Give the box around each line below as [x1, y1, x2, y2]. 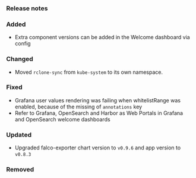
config [14, 40, 31, 47]
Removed [6, 165, 34, 174]
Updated [6, 130, 31, 139]
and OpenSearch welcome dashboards [14, 115, 111, 123]
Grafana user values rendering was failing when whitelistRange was [14, 96, 181, 104]
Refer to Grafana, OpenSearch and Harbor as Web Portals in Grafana [14, 109, 183, 117]
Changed [6, 55, 34, 63]
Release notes [6, 4, 48, 13]
